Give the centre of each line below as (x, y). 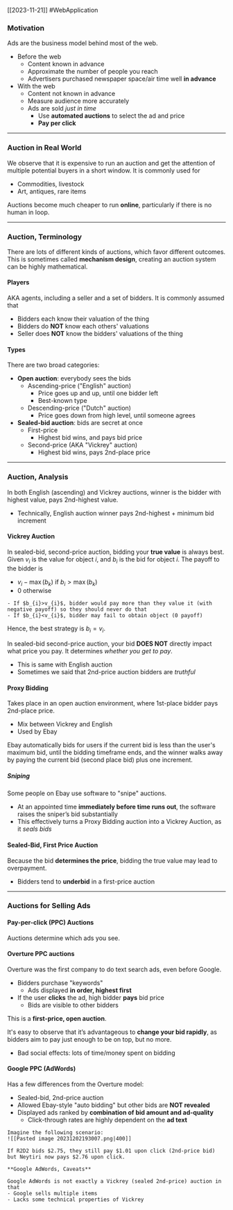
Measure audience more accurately (78, 101)
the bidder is (25, 568)
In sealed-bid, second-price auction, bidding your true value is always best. (116, 552)
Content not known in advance (71, 94)
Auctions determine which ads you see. (63, 938)
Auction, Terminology (44, 237)
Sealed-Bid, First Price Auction (53, 845)
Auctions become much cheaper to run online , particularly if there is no (110, 205)
